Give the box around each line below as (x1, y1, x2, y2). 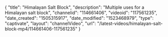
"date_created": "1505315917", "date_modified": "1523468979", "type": (5, 15, 154, 21)
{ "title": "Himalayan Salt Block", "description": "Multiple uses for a (5, 5, 145, 10)
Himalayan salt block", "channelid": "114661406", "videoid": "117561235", (5, 10, 158, 16)
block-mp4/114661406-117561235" (5, 26, 78, 32)
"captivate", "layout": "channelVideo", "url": (5, 20, 97, 26)
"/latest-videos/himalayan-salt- (97, 20, 163, 26)
